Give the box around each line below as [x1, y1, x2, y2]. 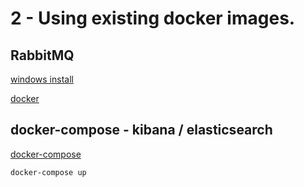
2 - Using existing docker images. [10, 7, 296, 30]
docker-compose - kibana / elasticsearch [10, 122, 273, 139]
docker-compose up [10, 167, 87, 177]
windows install [10, 73, 74, 85]
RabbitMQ [10, 47, 75, 64]
